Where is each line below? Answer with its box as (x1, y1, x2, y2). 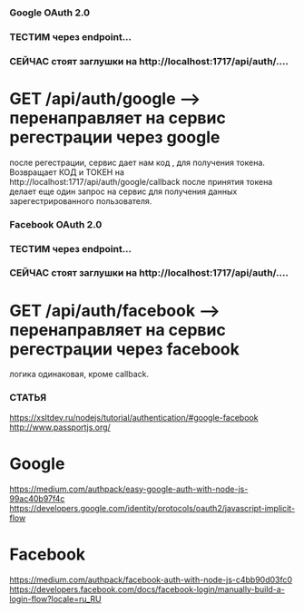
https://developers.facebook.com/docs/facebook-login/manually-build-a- (9, 583, 286, 595)
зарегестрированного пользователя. (9, 195, 152, 206)
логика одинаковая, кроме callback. (9, 369, 150, 380)
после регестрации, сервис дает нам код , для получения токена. (9, 157, 266, 168)
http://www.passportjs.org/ (9, 422, 111, 433)
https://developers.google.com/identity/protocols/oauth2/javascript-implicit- (9, 502, 296, 513)
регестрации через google (9, 127, 221, 147)
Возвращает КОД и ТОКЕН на (9, 166, 125, 178)
